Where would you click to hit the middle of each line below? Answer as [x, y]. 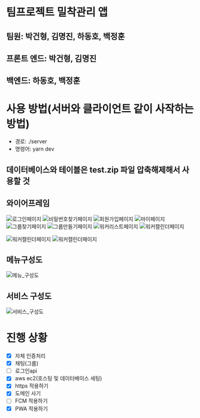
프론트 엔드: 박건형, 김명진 [51, 58]
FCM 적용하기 [31, 401]
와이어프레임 [28, 204]
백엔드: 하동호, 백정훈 [43, 81]
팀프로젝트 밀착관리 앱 [57, 12]
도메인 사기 [28, 393]
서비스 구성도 [29, 296]
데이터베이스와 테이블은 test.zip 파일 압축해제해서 [93, 169]
